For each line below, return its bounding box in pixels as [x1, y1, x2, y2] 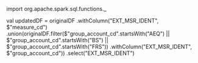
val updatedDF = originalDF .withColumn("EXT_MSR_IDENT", [6, 17, 159, 24]
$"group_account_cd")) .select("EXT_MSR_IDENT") [6, 50, 135, 57]
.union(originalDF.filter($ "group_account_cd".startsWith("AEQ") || [6, 30, 170, 37]
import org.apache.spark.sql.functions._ [6, 6, 107, 12]
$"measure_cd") [6, 24, 48, 31]
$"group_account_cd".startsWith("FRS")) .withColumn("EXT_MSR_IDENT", [6, 43, 193, 50]
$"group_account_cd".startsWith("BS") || [6, 37, 108, 43]
